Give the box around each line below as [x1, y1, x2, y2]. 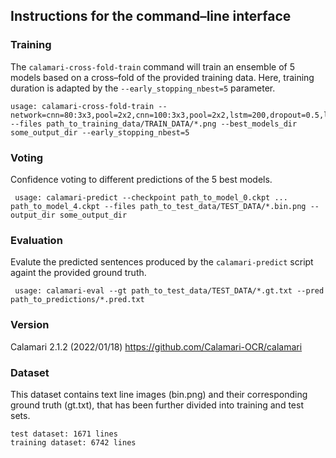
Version [10, 318, 50, 332]
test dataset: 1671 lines [10, 429, 118, 439]
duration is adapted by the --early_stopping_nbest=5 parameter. [10, 82, 276, 94]
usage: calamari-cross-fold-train [10, 101, 155, 111]
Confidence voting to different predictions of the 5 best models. [10, 173, 273, 185]
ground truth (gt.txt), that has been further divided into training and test [10, 399, 304, 411]
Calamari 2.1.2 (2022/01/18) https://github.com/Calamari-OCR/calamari [10, 340, 303, 353]
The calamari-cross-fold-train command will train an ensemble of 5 [10, 60, 295, 73]
